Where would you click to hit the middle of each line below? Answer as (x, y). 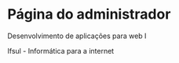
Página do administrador (89, 14)
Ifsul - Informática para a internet (61, 51)
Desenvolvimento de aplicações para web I (77, 36)
